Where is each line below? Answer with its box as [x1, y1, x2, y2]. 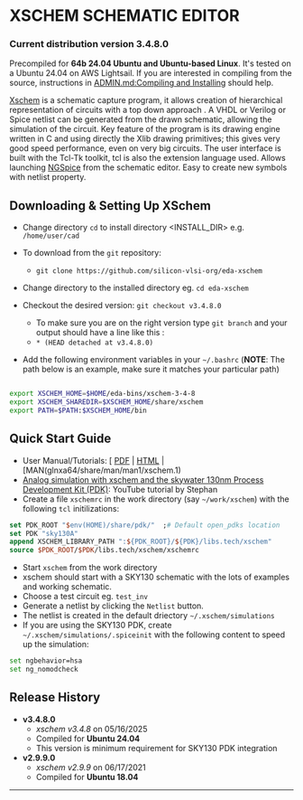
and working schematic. [22, 581, 113, 592]
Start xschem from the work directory [22, 562, 158, 573]
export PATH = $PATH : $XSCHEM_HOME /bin [9, 406, 147, 416]
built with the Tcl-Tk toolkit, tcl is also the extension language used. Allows [9, 153, 286, 164]
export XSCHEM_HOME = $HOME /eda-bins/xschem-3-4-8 [9, 390, 196, 399]
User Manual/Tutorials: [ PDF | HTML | [22, 455, 165, 466]
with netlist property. [9, 172, 87, 183]
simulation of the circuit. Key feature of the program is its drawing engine [9, 124, 281, 135]
